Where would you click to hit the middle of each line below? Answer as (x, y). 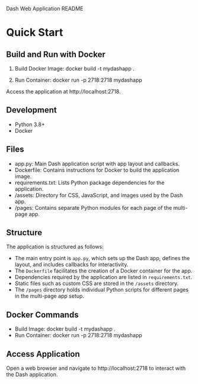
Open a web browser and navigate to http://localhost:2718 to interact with (96, 368)
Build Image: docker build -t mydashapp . (65, 329)
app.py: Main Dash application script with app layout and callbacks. (97, 164)
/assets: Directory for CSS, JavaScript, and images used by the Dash (99, 195)
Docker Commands (42, 314)
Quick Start (35, 33)
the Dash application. (32, 375)
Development (32, 110)
